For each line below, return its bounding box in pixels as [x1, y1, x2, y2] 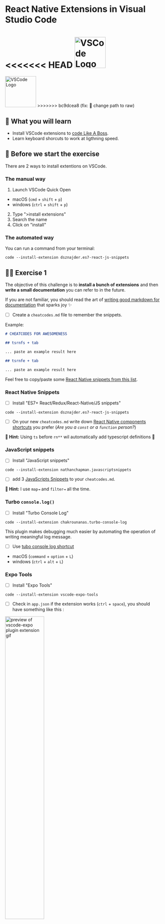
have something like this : [12, 607, 64, 613]
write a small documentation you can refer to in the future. [5, 287, 126, 293]
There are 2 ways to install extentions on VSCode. [5, 163, 107, 169]
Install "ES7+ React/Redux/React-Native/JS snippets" [12, 400, 121, 406]
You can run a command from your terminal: [5, 245, 95, 251]
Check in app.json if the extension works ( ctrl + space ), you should [12, 601, 150, 607]
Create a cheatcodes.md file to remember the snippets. [12, 312, 123, 318]
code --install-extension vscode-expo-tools [5, 592, 98, 597]
